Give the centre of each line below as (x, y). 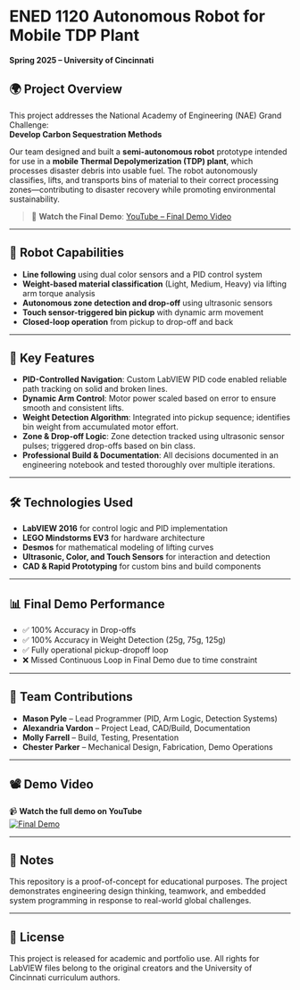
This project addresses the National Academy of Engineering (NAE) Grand (146, 115)
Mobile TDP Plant (75, 35)
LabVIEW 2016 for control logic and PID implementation (125, 528)
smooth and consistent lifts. (73, 408)
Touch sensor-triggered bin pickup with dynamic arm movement (143, 312)
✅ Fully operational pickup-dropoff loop (95, 650)
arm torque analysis (58, 293)
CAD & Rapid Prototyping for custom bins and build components (142, 566)
